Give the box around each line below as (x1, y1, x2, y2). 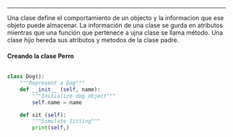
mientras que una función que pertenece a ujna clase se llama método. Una (7, 28, 223, 37)
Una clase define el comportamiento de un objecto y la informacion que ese (7, 14, 224, 21)
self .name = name (32, 98, 82, 106)
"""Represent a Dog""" (19, 80, 85, 87)
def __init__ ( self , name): (19, 86, 101, 93)
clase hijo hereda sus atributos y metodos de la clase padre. (7, 36, 179, 44)
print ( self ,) (32, 124, 70, 132)
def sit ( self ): (19, 112, 67, 119)
